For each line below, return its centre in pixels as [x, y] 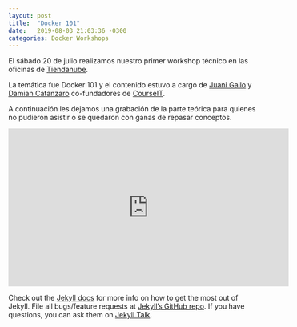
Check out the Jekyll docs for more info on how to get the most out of [123, 298]
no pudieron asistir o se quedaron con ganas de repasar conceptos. [120, 118]
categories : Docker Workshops [59, 38]
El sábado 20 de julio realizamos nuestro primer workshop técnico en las [128, 61]
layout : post [30, 16]
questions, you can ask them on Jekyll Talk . [80, 315]
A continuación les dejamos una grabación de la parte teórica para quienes [132, 109]
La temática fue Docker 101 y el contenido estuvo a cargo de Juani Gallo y [130, 85]
